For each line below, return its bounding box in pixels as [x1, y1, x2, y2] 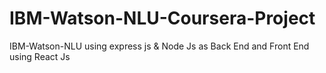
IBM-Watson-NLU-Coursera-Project [9, 7, 316, 30]
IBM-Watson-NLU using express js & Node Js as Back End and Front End [9, 40, 310, 52]
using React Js [9, 50, 71, 62]
